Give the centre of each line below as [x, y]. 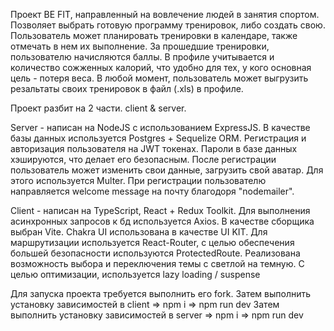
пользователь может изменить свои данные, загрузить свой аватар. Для [167, 170]
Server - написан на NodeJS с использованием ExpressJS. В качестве [160, 127]
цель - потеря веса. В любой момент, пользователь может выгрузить [159, 78]
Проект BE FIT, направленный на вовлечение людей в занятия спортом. [165, 14]
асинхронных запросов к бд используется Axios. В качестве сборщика [162, 221]
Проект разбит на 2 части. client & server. [98, 108]
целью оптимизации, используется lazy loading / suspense [135, 274]
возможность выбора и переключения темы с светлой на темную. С [157, 263]
